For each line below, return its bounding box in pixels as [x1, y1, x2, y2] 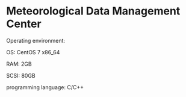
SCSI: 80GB [6, 72, 36, 79]
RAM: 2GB [6, 60, 32, 67]
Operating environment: [6, 37, 65, 44]
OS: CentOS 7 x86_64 [6, 48, 60, 55]
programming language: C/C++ [6, 83, 84, 91]
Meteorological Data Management [6, 4, 181, 18]
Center [6, 17, 42, 31]
